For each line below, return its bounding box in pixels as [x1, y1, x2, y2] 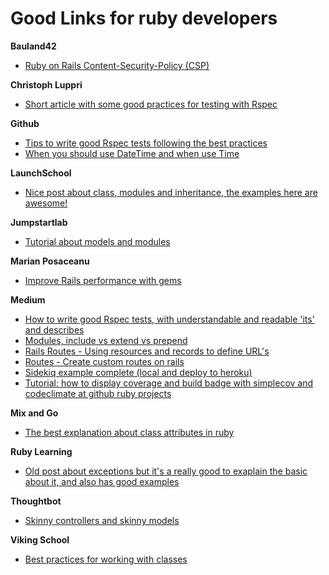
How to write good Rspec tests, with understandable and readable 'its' [24, 313, 315, 325]
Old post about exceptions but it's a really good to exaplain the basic [24, 465, 308, 477]
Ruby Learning [10, 445, 73, 457]
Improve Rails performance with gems [24, 274, 182, 286]
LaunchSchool [10, 167, 72, 179]
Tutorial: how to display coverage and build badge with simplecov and [24, 377, 314, 389]
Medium [10, 293, 46, 306]
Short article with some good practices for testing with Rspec [24, 98, 278, 110]
